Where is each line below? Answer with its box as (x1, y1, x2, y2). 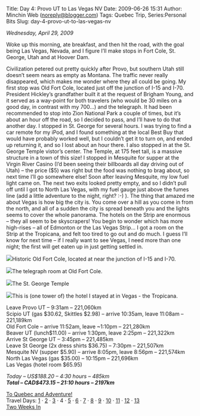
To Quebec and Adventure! (6, 391, 73, 397)
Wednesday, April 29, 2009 (6, 29, 73, 36)
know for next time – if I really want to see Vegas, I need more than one (6, 237, 181, 244)
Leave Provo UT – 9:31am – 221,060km (6, 304, 101, 311)
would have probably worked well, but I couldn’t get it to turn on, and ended (6, 135, 193, 142)
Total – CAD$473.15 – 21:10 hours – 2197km (6, 379, 115, 386)
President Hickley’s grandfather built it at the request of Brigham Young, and (6, 91, 194, 97)
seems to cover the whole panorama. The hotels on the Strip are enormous (6, 212, 191, 218)
